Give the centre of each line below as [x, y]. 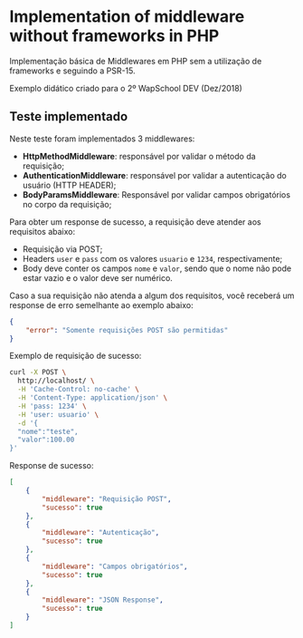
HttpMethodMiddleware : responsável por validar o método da [139, 156]
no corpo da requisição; [67, 204]
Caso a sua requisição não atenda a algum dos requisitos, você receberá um [152, 295]
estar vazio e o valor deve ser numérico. [98, 277]
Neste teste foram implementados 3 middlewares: [102, 139]
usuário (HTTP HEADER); [69, 185]
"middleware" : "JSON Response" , [103, 600]
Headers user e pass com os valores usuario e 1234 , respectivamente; [152, 258]
